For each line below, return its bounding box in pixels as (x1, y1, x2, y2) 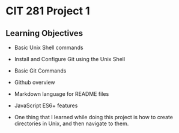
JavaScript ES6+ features (14, 102, 78, 109)
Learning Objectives (5, 28, 83, 38)
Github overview (14, 79, 55, 86)
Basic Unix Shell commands (14, 44, 83, 51)
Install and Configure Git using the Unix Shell (14, 56, 126, 62)
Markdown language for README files (14, 90, 109, 97)
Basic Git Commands (14, 67, 67, 74)
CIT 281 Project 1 (5, 4, 91, 18)
